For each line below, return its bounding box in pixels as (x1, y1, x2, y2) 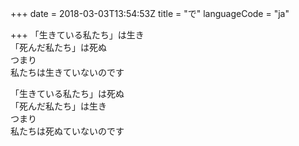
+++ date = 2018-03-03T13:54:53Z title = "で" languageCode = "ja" (10, 8, 290, 19)
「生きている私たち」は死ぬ (10, 88, 125, 99)
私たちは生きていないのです (10, 67, 125, 78)
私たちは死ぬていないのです (10, 125, 125, 137)
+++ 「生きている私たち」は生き (10, 29, 145, 41)
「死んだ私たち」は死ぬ (10, 42, 107, 53)
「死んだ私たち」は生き (10, 100, 107, 112)
